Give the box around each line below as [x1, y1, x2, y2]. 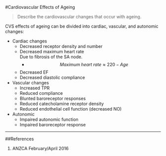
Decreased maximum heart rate [19, 49, 84, 54]
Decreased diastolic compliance [19, 75, 85, 80]
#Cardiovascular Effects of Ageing [5, 4, 75, 10]
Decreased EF [19, 69, 48, 75]
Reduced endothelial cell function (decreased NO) [19, 106, 122, 112]
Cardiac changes [12, 38, 47, 44]
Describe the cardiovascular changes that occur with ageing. [17, 14, 142, 19]
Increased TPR [19, 85, 50, 91]
